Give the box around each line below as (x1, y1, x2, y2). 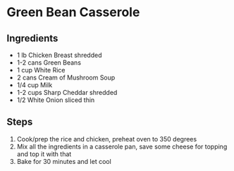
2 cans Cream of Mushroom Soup (16, 73, 116, 82)
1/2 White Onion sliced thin (16, 96, 95, 104)
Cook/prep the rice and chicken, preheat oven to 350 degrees (16, 134, 197, 143)
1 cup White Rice (16, 66, 66, 74)
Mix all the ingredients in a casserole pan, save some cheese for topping (16, 142, 228, 151)
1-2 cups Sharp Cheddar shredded (16, 89, 118, 96)
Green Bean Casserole (6, 4, 140, 20)
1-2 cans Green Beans (16, 58, 82, 67)
